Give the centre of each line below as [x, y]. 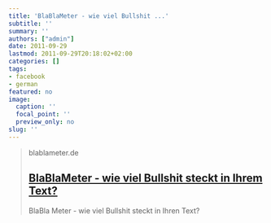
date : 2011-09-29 [38, 46]
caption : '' [36, 107]
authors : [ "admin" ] [42, 39]
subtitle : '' [31, 24]
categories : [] [34, 62]
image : [20, 99]
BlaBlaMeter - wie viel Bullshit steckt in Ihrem [145, 179]
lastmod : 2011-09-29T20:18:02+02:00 [70, 54]
